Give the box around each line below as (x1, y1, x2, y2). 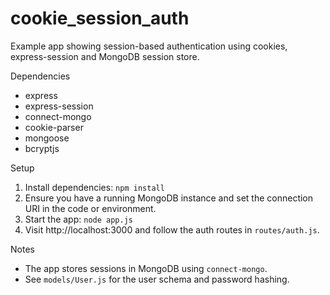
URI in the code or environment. (24, 202, 157, 214)
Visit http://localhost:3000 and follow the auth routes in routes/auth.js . (24, 223, 320, 236)
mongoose (24, 132, 70, 144)
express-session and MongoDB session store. (10, 50, 200, 62)
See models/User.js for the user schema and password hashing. (24, 273, 290, 285)
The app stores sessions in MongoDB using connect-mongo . (24, 262, 268, 274)
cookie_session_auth (10, 7, 190, 30)
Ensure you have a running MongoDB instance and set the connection (24, 192, 314, 204)
